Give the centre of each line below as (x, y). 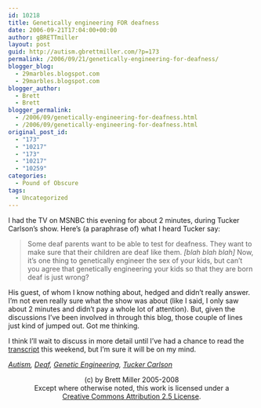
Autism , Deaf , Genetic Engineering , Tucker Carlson (90, 364)
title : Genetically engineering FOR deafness (83, 23)
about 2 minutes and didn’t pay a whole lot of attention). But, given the (122, 309)
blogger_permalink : (40, 111)
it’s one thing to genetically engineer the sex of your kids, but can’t (135, 260)
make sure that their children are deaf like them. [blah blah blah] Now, (140, 252)
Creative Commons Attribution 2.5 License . (132, 396)
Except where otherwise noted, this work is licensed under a (132, 388)
